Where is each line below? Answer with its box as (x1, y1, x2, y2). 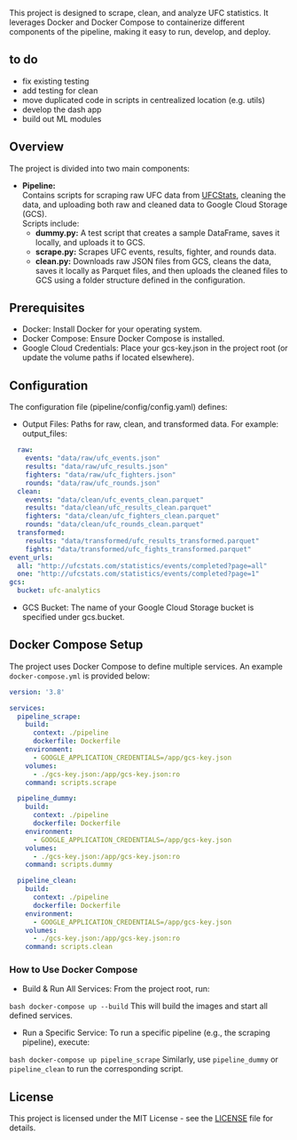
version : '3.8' (9, 687, 66, 696)
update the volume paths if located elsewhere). (21, 352, 195, 363)
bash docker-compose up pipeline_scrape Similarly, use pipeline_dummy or (9, 1054, 279, 1065)
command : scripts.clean (25, 943, 113, 951)
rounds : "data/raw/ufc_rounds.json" (25, 478, 161, 487)
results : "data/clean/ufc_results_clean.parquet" (25, 503, 213, 512)
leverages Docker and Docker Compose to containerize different (9, 17, 246, 28)
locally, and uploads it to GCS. (35, 237, 145, 247)
